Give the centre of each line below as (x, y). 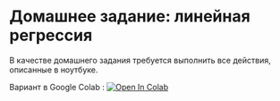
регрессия (51, 35)
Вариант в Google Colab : (57, 87)
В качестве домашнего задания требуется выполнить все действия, (140, 60)
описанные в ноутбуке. (54, 70)
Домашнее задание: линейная (130, 17)
